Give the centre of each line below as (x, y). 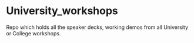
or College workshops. (34, 33)
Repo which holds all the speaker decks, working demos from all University (97, 27)
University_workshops (62, 11)
